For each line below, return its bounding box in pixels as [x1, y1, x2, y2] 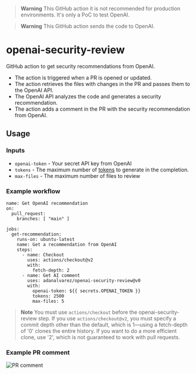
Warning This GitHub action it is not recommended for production [20, 5, 181, 12]
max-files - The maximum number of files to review [14, 172, 140, 179]
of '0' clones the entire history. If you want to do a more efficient [20, 327, 177, 335]
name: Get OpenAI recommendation [6, 200, 88, 206]
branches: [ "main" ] [16, 216, 69, 221]
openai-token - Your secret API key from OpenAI [14, 160, 132, 167]
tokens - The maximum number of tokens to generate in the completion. [14, 166, 190, 173]
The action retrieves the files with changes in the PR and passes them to [14, 80, 190, 87]
